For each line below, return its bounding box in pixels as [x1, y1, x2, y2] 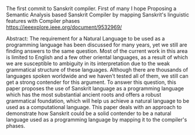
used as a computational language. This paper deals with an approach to [6, 104, 182, 110]
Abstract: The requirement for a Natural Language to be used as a [6, 35, 165, 42]
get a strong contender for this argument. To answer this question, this [6, 79, 177, 86]
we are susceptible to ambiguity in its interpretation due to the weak [6, 60, 170, 67]
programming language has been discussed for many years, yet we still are [6, 41, 187, 48]
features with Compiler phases [6, 18, 80, 24]
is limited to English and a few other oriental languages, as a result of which [6, 54, 189, 60]
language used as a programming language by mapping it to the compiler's [6, 116, 187, 123]
